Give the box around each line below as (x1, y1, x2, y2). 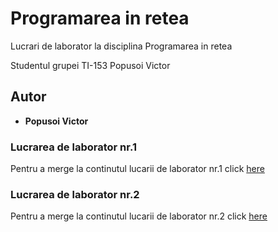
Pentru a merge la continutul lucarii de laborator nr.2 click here (10, 210, 268, 222)
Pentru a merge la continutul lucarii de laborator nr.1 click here (10, 163, 265, 175)
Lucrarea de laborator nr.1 (10, 140, 137, 154)
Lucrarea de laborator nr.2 (10, 187, 140, 201)
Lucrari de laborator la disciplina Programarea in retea (10, 40, 233, 52)
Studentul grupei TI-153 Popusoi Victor (10, 59, 171, 71)
